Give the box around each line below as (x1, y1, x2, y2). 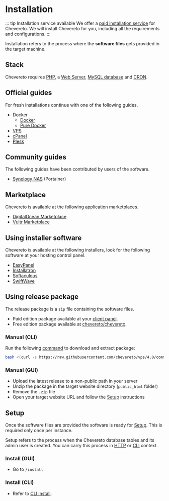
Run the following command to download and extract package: (5, 345, 135, 351)
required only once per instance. (5, 428, 73, 434)
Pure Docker (20, 122, 46, 128)
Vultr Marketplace (12, 219, 50, 225)
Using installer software (5, 233, 82, 242)
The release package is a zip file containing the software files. (5, 306, 134, 312)
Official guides (5, 89, 52, 97)
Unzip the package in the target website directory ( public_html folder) (12, 383, 158, 389)
